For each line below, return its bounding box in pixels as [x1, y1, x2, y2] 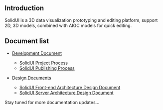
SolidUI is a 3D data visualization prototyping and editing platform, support [4, 17, 158, 23]
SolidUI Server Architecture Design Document [19, 90, 114, 96]
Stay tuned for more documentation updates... [4, 99, 100, 105]
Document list [4, 37, 49, 45]
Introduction [4, 4, 44, 12]
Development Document [11, 50, 62, 56]
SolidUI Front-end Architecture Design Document [19, 84, 121, 90]
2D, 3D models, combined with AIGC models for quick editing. [4, 22, 132, 28]
